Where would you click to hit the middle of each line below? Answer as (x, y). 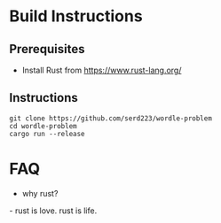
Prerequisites (47, 49)
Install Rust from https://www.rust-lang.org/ (102, 70)
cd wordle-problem (43, 126)
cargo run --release (47, 134)
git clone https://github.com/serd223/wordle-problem (111, 118)
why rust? (40, 193)
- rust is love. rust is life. (53, 211)
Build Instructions (76, 16)
